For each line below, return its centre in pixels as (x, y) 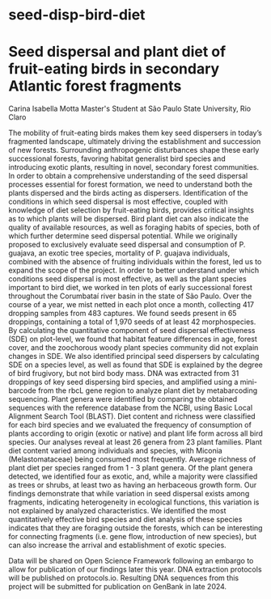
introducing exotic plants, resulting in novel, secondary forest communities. (134, 167)
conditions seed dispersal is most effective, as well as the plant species (127, 279)
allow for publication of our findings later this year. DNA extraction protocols (135, 569)
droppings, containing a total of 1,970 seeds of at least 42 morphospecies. (132, 322)
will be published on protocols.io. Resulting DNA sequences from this (124, 578)
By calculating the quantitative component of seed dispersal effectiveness (132, 331)
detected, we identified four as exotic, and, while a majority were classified (133, 477)
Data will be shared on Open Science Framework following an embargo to (131, 561)
